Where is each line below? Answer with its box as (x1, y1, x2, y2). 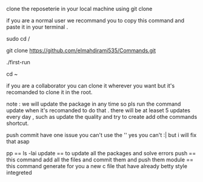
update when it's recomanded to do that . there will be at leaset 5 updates (6, 107, 191, 114)
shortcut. (6, 120, 29, 127)
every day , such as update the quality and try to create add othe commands (6, 113, 198, 120)
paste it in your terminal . (6, 24, 68, 30)
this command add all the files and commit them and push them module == (6, 156, 194, 163)
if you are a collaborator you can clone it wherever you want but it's (6, 82, 175, 89)
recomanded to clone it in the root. (6, 89, 93, 96)
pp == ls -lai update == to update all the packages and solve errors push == (6, 150, 196, 157)
